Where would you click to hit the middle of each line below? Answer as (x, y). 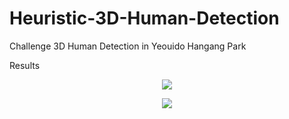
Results (25, 65)
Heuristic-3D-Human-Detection (144, 18)
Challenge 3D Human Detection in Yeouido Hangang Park (128, 46)
